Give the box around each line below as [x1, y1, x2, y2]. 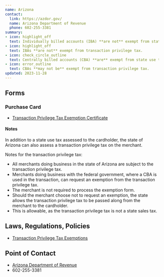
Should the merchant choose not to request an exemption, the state [12, 192, 148, 198]
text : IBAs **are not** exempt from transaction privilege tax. [9, 48, 143, 53]
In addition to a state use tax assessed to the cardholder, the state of [5, 137, 143, 142]
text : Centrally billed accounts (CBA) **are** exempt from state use [9, 57, 156, 62]
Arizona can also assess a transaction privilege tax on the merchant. [5, 142, 143, 148]
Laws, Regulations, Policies [5, 222, 90, 231]
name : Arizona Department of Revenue [9, 21, 86, 26]
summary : [5, 30, 23, 35]
